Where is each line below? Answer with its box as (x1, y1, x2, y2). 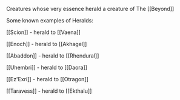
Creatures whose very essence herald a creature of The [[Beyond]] (6, 5, 175, 12)
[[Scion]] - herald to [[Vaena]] (6, 28, 81, 36)
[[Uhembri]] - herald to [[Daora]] (6, 64, 88, 71)
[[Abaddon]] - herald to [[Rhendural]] (6, 52, 99, 59)
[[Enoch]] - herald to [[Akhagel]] (6, 41, 87, 47)
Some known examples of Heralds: (6, 17, 94, 24)
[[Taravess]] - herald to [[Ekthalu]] (6, 87, 92, 95)
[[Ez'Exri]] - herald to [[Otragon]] (6, 76, 89, 82)
